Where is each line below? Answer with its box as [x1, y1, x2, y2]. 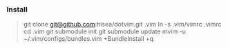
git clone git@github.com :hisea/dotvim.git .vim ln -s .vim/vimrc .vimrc [23, 20, 222, 29]
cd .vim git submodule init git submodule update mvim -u [23, 27, 186, 35]
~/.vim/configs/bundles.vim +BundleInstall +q [23, 35, 154, 43]
